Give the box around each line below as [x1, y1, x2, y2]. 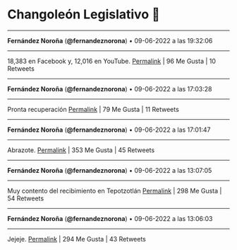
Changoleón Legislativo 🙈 [7, 6, 160, 23]
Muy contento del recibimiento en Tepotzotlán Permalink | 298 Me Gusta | [7, 186, 222, 195]
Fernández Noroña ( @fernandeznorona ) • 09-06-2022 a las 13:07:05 [7, 166, 212, 174]
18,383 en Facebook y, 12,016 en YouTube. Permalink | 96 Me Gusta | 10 [7, 57, 217, 65]
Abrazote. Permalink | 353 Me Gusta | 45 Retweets [7, 145, 155, 154]
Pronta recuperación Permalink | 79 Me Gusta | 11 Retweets [7, 105, 180, 113]
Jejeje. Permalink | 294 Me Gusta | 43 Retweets [7, 234, 146, 243]
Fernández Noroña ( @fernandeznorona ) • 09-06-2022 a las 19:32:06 [7, 36, 213, 45]
